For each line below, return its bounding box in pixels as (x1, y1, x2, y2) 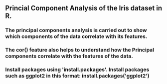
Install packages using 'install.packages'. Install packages (5, 66, 150, 73)
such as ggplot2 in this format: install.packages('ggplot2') (5, 72, 150, 79)
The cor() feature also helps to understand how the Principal (5, 46, 155, 53)
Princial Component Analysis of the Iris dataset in (5, 4, 163, 12)
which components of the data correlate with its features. (5, 33, 148, 40)
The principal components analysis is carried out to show (5, 27, 147, 34)
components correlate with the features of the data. (5, 52, 133, 59)
